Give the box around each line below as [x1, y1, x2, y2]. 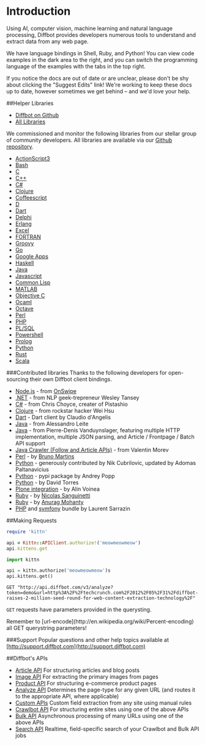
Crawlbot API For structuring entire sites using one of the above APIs [15, 706, 189, 713]
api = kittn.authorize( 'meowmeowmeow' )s [6, 568, 111, 574]
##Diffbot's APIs [6, 655, 48, 662]
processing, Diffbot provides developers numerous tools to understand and [6, 31, 196, 38]
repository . [6, 142, 34, 150]
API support [15, 439, 46, 447]
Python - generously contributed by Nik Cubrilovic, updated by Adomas [15, 459, 196, 466]
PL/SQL [15, 324, 35, 332]
